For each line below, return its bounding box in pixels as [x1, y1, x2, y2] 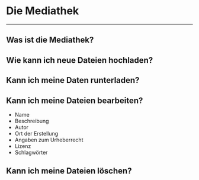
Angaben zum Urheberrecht [14, 136, 84, 143]
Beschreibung [14, 117, 49, 124]
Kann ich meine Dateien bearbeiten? [6, 95, 143, 105]
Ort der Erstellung [14, 130, 59, 137]
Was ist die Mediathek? [6, 35, 94, 45]
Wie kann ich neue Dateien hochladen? [6, 55, 153, 65]
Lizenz [14, 142, 31, 149]
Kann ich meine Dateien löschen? [6, 166, 132, 176]
